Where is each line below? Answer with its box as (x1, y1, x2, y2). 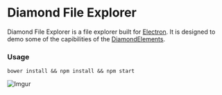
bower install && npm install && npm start (7, 67, 135, 75)
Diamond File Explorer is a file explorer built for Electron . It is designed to (7, 28, 216, 36)
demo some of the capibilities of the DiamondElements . (7, 34, 165, 43)
